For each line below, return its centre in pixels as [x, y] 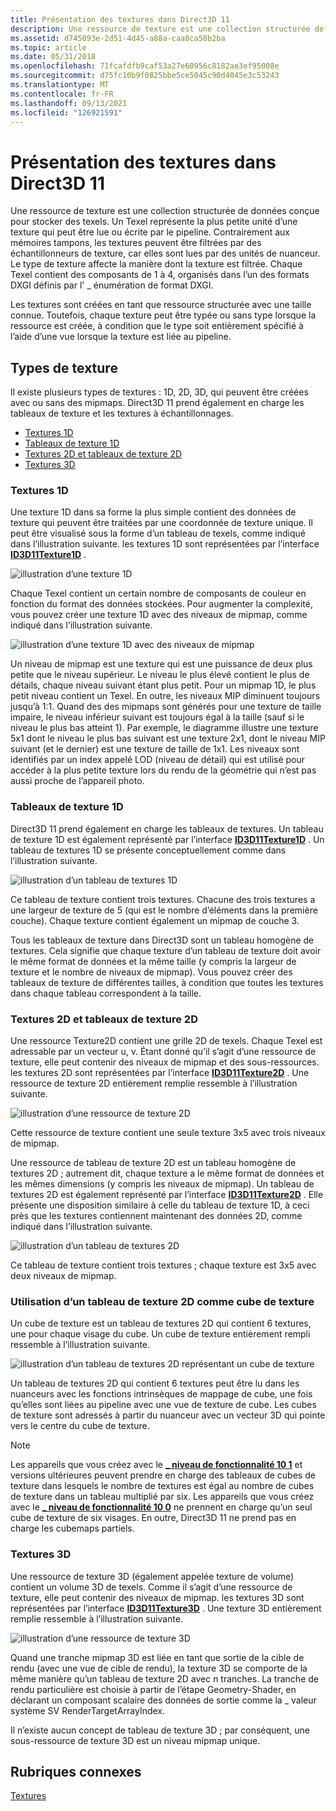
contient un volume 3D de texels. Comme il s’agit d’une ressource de [151, 1587]
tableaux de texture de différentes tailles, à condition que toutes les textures [167, 982]
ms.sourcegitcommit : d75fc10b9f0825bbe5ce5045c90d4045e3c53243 [145, 76]
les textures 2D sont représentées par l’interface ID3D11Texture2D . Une [160, 1073]
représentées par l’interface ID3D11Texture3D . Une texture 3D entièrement [166, 1608]
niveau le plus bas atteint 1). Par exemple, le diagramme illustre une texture [164, 728]
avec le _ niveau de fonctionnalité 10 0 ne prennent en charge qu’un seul [161, 1507]
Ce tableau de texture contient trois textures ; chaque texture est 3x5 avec [163, 1265]
